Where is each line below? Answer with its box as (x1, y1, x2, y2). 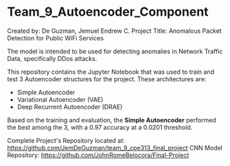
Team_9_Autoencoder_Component (7, 4, 209, 20)
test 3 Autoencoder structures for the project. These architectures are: (7, 74, 207, 83)
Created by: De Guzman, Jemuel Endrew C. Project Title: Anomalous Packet (7, 27, 222, 35)
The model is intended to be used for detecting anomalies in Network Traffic (7, 47, 223, 55)
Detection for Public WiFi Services (7, 33, 104, 42)
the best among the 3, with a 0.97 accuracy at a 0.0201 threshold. (7, 123, 193, 131)
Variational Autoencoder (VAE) (16, 95, 104, 103)
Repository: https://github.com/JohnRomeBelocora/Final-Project (7, 151, 189, 159)
